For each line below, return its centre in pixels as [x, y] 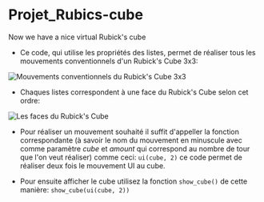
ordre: [30, 100]
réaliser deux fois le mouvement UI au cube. [92, 165]
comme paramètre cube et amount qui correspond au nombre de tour [135, 148]
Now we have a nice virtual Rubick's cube [77, 37]
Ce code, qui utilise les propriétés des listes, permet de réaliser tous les [138, 52]
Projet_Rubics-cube [76, 15]
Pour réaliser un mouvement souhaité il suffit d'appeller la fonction [130, 131]
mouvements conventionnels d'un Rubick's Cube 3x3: [109, 61]
